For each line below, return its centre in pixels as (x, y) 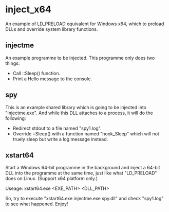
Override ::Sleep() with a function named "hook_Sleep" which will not (86, 134)
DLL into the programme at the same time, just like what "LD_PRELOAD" (81, 173)
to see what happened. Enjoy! (37, 204)
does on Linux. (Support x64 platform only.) (52, 179)
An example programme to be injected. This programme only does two (80, 58)
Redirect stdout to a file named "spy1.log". (57, 128)
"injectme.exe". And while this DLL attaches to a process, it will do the (79, 113)
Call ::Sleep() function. (36, 73)
